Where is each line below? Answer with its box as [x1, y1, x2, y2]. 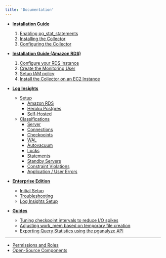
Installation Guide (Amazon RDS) [12, 50, 82, 56]
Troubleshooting [19, 193, 53, 199]
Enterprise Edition [12, 178, 50, 184]
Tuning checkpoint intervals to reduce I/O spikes [19, 217, 119, 223]
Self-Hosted [27, 111, 52, 117]
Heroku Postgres [27, 105, 62, 111]
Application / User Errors [27, 169, 78, 174]
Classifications [19, 116, 50, 122]
